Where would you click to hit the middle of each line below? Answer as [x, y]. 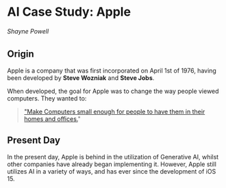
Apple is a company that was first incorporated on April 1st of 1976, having [112, 70]
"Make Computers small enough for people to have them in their [114, 111]
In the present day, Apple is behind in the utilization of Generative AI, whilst [113, 157]
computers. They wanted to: [47, 98]
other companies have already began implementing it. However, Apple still [112, 164]
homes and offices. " [52, 119]
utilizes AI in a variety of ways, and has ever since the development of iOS [112, 171]
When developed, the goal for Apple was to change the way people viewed [113, 91]
